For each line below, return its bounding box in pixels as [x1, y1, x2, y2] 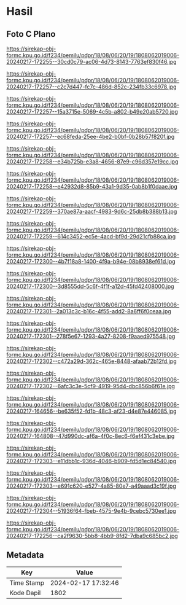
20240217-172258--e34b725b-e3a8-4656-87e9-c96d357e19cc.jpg [6, 158, 179, 165]
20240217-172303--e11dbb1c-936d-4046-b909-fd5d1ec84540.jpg [6, 458, 177, 464]
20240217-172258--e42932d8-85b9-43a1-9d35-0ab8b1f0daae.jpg [6, 183, 178, 190]
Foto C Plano [6, 29, 56, 39]
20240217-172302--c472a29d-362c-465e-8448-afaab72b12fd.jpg [6, 357, 177, 365]
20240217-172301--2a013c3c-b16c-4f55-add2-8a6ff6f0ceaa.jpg [6, 308, 172, 314]
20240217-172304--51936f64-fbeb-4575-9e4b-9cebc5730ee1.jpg [6, 507, 176, 514]
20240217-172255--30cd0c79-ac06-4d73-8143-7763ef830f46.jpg [6, 58, 177, 65]
